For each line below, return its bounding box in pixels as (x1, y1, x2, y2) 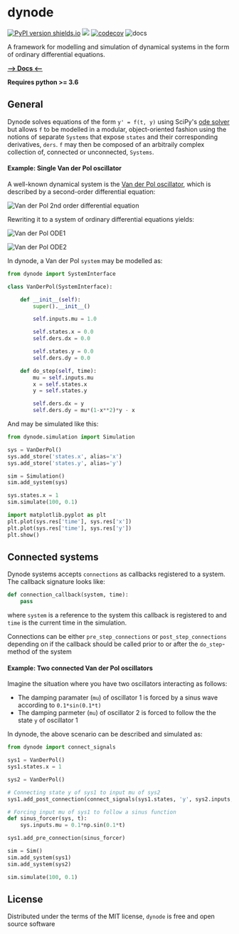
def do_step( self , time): (20, 367, 97, 374)
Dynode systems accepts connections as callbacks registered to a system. (7, 570, 225, 578)
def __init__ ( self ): (20, 296, 81, 303)
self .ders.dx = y (33, 400, 84, 407)
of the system (31, 647, 73, 656)
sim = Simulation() (7, 472, 65, 480)
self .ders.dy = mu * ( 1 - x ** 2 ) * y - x (33, 407, 135, 414)
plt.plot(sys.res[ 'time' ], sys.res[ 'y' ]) (7, 525, 132, 532)
